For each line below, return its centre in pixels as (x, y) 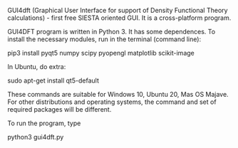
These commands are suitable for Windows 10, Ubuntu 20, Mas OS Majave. (118, 94)
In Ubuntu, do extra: (37, 67)
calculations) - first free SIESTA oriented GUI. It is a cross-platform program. (119, 18)
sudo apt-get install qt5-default (53, 80)
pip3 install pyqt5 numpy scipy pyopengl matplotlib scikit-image (101, 53)
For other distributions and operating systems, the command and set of (112, 102)
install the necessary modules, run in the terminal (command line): (104, 39)
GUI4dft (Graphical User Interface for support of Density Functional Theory (118, 10)
